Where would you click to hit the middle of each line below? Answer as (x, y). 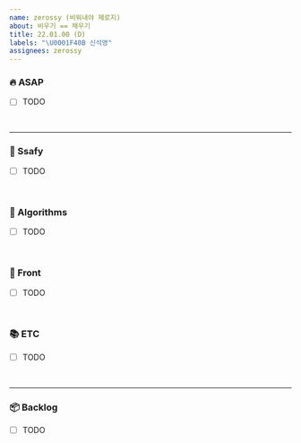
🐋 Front (26, 273)
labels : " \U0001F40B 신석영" (61, 43)
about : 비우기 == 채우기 (50, 26)
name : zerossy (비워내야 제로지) (65, 17)
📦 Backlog (34, 407)
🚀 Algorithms (39, 212)
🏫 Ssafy (26, 152)
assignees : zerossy (46, 51)
